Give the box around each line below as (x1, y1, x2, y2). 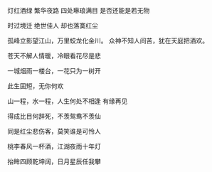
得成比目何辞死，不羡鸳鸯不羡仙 (7, 112, 101, 120)
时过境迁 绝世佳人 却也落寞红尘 (7, 21, 98, 30)
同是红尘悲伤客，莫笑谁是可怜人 (7, 127, 101, 135)
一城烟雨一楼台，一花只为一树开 (7, 67, 101, 75)
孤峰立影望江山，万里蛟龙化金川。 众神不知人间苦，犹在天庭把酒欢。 (7, 36, 208, 45)
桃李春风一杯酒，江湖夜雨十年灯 (7, 142, 101, 151)
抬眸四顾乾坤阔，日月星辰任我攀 (7, 157, 101, 166)
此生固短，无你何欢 (7, 82, 64, 90)
